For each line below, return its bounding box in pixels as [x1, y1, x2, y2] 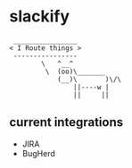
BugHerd [21, 147, 55, 158]
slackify [9, 6, 70, 27]
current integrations [9, 114, 124, 130]
